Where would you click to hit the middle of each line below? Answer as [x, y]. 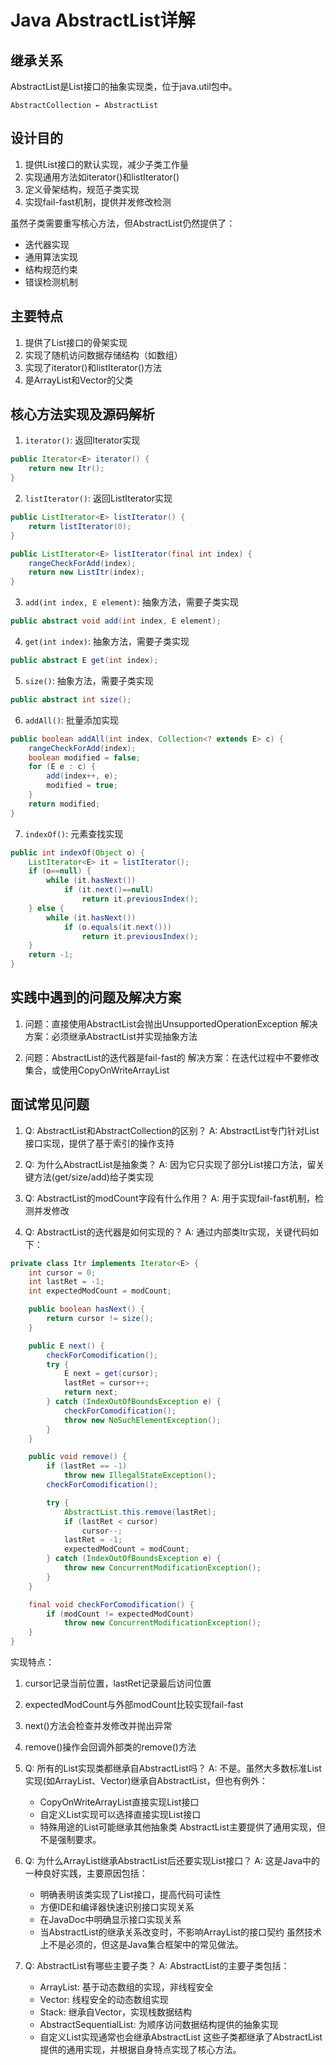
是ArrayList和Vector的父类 [79, 380]
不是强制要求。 [70, 1840]
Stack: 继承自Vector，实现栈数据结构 [115, 2012]
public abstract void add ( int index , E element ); [116, 621]
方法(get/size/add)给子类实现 [93, 1177]
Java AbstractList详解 [103, 20]
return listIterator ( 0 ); [80, 526]
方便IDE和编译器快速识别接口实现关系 [117, 1907]
